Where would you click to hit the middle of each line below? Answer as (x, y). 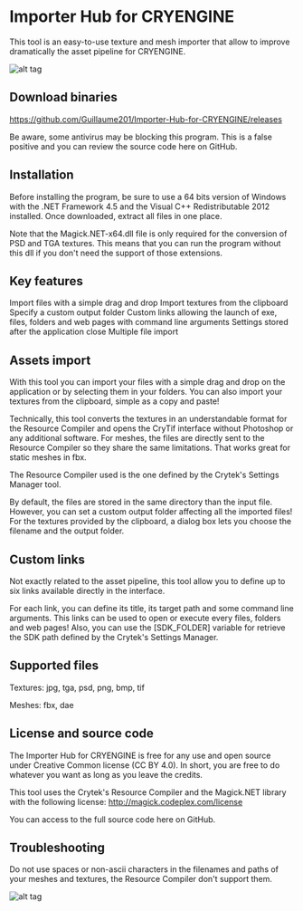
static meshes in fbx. (48, 457)
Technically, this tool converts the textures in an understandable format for (148, 419)
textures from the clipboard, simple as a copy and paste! (114, 401)
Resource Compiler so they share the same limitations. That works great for (150, 448)
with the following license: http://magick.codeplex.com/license (126, 801)
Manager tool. (35, 484)
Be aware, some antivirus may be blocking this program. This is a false (141, 137)
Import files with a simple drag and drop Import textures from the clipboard (149, 303)
